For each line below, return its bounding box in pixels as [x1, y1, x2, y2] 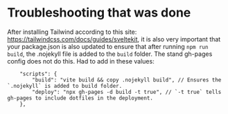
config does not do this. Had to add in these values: [7, 57, 155, 65]
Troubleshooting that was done [7, 5, 191, 21]
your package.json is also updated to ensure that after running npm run [7, 42, 209, 50]
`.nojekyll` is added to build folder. [7, 82, 123, 89]
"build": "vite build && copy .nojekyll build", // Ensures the [32, 76, 222, 84]
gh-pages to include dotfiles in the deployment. [7, 95, 154, 102]
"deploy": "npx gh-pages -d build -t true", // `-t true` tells [32, 88, 222, 95]
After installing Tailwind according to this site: [7, 28, 137, 36]
